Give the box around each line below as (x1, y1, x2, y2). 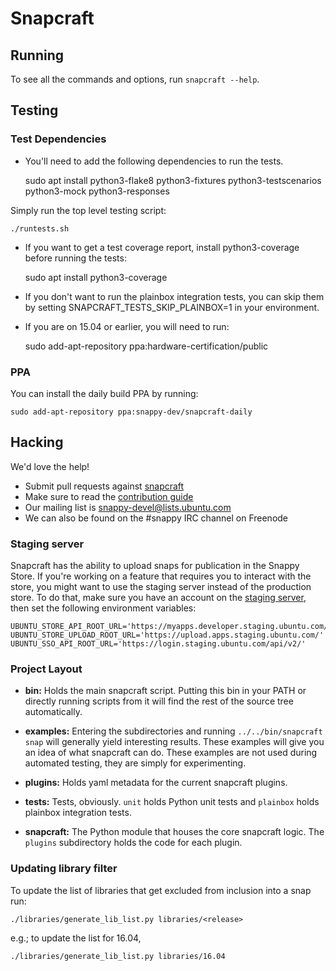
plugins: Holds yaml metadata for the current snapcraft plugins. (24, 777, 288, 789)
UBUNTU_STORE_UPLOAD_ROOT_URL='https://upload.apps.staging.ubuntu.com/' (10, 630, 325, 641)
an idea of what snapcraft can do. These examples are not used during (24, 747, 318, 759)
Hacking (10, 434, 64, 451)
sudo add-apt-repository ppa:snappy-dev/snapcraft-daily (10, 407, 253, 417)
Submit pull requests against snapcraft (24, 480, 185, 492)
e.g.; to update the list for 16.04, (10, 932, 142, 944)
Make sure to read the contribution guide (24, 490, 194, 502)
